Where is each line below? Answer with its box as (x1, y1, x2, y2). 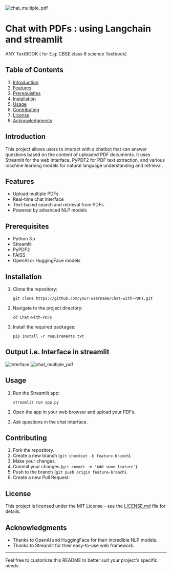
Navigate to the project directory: (12, 305, 83, 311)
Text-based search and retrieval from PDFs (12, 202, 104, 208)
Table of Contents (5, 66, 64, 74)
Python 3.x (12, 236, 36, 242)
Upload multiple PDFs (12, 190, 59, 197)
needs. (5, 563, 20, 569)
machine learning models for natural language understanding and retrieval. (5, 162, 163, 168)
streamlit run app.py (12, 399, 59, 405)
